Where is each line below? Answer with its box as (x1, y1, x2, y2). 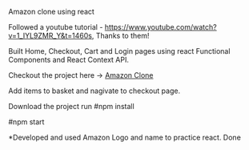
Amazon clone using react (8, 7, 94, 16)
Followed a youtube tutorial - (8, 22, 103, 31)
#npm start (8, 117, 45, 127)
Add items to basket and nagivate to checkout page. (8, 86, 181, 95)
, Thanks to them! (91, 31, 150, 40)
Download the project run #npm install (8, 102, 135, 111)
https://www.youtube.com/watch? (104, 22, 218, 31)
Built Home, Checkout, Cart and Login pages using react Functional (8, 47, 231, 55)
